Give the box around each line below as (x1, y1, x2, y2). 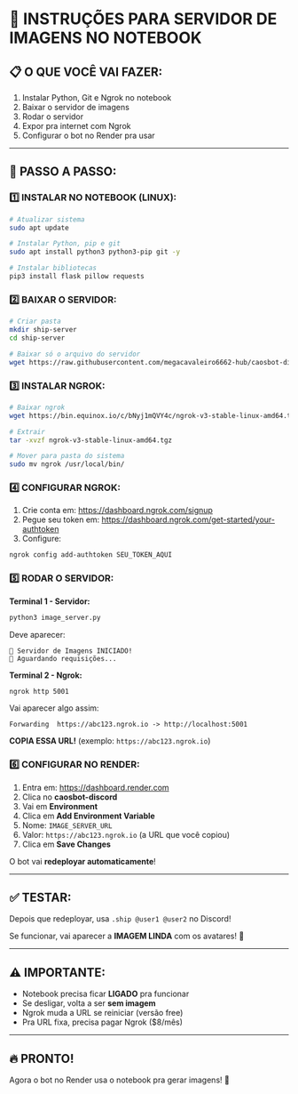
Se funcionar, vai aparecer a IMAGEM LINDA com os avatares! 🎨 (9, 930, 245, 942)
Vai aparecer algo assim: (9, 703, 99, 713)
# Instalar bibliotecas (9, 263, 98, 273)
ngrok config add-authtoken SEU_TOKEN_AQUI (9, 551, 173, 559)
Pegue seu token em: (21, 514, 100, 525)
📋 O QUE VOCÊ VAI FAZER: (9, 64, 163, 79)
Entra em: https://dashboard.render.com (21, 782, 170, 792)
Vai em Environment (21, 800, 98, 811)
